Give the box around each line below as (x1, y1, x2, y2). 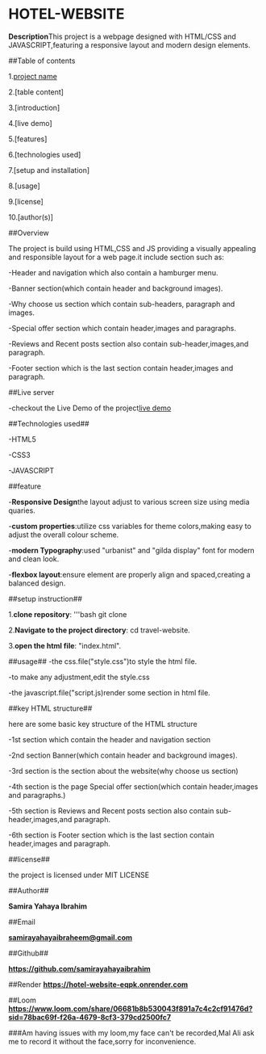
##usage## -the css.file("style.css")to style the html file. (8, 656, 197, 666)
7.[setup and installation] (8, 165, 90, 174)
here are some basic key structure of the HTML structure (8, 719, 197, 729)
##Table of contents (8, 56, 76, 65)
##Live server (8, 387, 55, 397)
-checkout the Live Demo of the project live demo (8, 403, 172, 413)
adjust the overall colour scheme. (8, 530, 119, 540)
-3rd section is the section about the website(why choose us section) (8, 766, 239, 775)
